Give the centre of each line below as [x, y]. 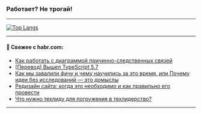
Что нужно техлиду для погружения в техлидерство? [83, 98]
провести [27, 92]
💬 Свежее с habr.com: [35, 47]
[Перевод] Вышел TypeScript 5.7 [57, 67]
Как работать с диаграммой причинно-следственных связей [94, 60]
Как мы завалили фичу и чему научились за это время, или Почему [102, 73]
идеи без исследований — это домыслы [67, 79]
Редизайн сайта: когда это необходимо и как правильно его [92, 86]
